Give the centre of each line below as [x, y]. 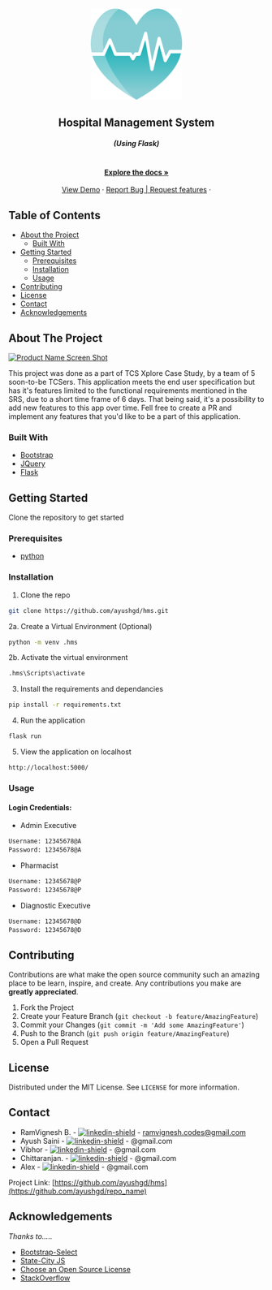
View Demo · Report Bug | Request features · [136, 190]
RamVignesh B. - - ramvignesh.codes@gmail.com [133, 1132]
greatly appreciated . [43, 992]
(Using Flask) [136, 143]
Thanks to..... [30, 1236]
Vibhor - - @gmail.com [88, 1150]
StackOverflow [45, 1278]
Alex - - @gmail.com [84, 1167]
